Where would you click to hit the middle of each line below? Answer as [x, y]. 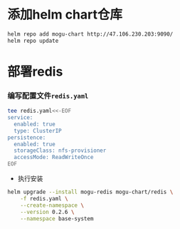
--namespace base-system [57, 218]
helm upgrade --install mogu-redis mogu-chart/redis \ [90, 192]
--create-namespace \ [52, 205]
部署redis [35, 71]
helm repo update [33, 41]
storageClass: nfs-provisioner [60, 151]
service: [20, 118]
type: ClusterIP [38, 131]
